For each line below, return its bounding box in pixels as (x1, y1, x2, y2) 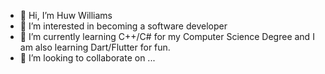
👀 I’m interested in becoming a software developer (19, 20, 228, 32)
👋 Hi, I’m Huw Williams (19, 10, 113, 21)
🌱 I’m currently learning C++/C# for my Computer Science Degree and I (19, 31, 315, 42)
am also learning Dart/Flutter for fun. (19, 41, 171, 53)
